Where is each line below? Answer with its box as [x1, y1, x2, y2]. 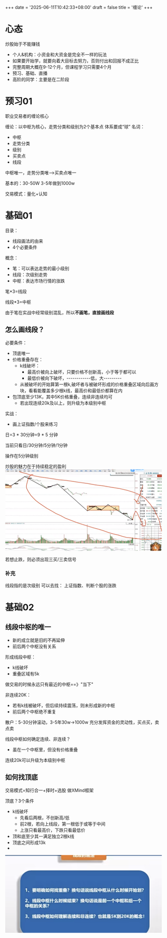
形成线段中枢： [5, 654, 36, 660]
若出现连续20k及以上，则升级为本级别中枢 [19, 400, 106, 406]
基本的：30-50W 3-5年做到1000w [5, 180, 75, 186]
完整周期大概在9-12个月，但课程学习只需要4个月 [12, 64, 112, 70]
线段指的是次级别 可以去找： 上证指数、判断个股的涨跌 [5, 582, 117, 588]
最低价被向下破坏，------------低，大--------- [27, 375, 122, 381]
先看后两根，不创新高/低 [19, 815, 70, 821]
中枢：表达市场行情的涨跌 [12, 278, 65, 283]
